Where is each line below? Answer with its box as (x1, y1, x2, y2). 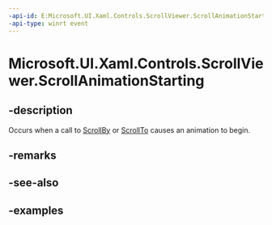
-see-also (8, 176, 59, 190)
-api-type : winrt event (8, 19, 89, 28)
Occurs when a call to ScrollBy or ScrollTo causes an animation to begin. (8, 125, 251, 134)
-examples (8, 203, 64, 217)
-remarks (8, 148, 57, 162)
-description (8, 104, 73, 117)
